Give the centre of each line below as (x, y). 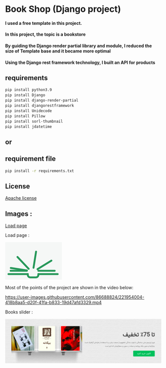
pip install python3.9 (28, 90)
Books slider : (19, 312)
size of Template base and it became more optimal (58, 51)
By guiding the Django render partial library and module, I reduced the (79, 46)
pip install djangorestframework (40, 105)
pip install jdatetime (28, 127)
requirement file (30, 159)
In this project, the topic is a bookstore (45, 34)
